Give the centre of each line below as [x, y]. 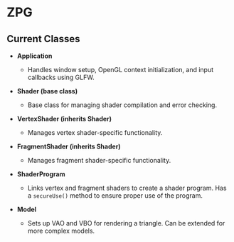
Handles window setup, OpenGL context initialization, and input [121, 70]
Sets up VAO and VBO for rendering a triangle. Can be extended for [126, 223]
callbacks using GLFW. [61, 77]
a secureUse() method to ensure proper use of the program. [115, 196]
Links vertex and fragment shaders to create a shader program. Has [127, 188]
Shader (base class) [47, 91]
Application [34, 56]
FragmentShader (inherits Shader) [69, 146]
